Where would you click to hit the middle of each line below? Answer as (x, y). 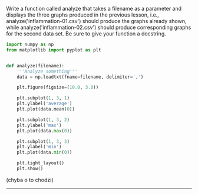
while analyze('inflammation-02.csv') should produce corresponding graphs (99, 27)
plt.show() (30, 168)
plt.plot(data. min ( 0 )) (44, 152)
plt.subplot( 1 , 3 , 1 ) (43, 98)
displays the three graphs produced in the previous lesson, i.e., (82, 15)
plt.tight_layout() (41, 163)
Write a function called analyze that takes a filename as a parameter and (94, 9)
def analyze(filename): (35, 66)
